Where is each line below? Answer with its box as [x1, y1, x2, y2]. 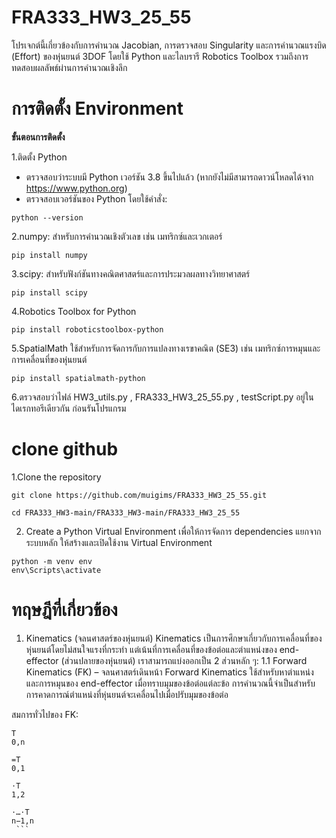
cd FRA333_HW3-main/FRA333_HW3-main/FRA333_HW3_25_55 [11, 507, 241, 518]
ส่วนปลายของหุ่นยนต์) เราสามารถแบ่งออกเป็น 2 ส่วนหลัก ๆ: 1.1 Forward [64, 654, 308, 666]
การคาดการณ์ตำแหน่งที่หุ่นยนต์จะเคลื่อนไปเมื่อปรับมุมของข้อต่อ [25, 688, 229, 700]
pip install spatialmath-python [11, 373, 146, 383]
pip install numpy [11, 250, 88, 260]
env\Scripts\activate [11, 565, 102, 575]
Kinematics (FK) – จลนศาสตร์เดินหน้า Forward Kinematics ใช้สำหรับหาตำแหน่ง [25, 666, 314, 678]
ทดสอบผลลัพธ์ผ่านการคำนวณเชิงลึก [11, 61, 128, 73]
